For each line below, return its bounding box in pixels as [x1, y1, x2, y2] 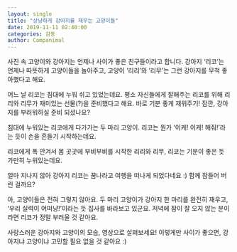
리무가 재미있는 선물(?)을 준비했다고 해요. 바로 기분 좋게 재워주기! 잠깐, [20, 99, 216, 107]
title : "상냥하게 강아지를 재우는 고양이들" [7, 17, 119, 24]
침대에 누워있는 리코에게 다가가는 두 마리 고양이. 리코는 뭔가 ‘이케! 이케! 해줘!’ [7, 123, 220, 132]
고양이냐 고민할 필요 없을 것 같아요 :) [26, 237, 127, 246]
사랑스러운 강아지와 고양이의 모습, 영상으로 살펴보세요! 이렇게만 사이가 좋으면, [7, 229, 221, 237]
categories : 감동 [7, 30, 55, 38]
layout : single [7, 10, 53, 18]
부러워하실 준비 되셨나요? [20, 108, 91, 117]
